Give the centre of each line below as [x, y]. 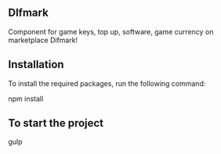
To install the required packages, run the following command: [107, 83]
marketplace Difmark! [43, 40]
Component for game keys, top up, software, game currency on [111, 31]
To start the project [56, 123]
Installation [36, 64]
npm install [26, 98]
